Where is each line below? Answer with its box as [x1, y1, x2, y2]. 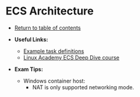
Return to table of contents [14, 24, 81, 31]
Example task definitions [23, 47, 85, 55]
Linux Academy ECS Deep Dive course [23, 54, 120, 61]
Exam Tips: [14, 65, 43, 73]
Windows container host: [23, 77, 85, 84]
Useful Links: [14, 36, 49, 43]
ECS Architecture [5, 4, 94, 18]
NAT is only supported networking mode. [32, 83, 135, 91]
